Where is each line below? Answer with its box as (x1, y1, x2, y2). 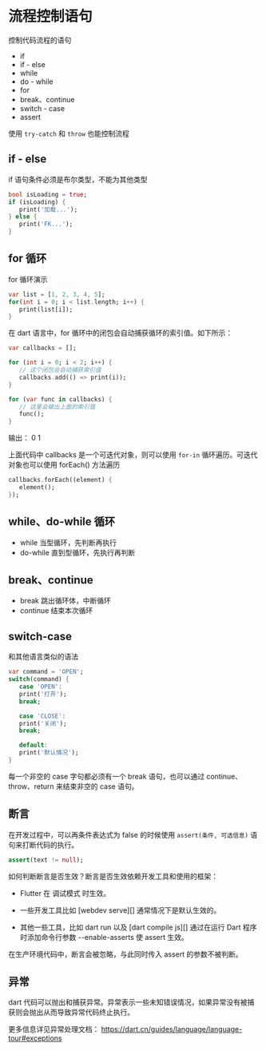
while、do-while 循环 (8, 515, 116, 528)
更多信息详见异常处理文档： (8, 1025, 100, 1034)
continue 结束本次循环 (19, 606, 93, 615)
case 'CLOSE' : (18, 712, 66, 720)
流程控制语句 (8, 7, 93, 26)
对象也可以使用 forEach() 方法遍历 (8, 460, 121, 470)
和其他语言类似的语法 (8, 652, 78, 662)
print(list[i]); (18, 305, 73, 313)
